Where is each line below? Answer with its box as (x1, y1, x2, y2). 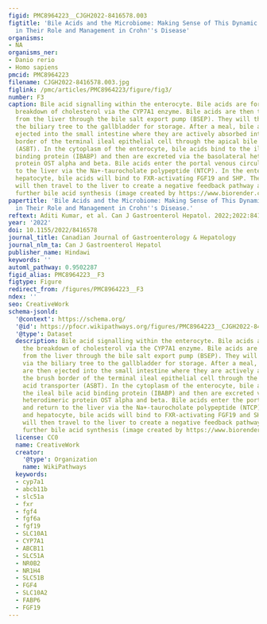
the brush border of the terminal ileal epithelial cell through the (22, 374, 258, 382)
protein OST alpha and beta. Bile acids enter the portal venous (15, 160, 237, 168)
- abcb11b (15, 485, 48, 493)
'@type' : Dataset (15, 330, 73, 338)
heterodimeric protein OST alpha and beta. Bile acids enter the (22, 396, 244, 404)
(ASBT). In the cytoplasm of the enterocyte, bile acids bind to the (15, 145, 250, 153)
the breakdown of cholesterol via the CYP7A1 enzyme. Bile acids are (22, 345, 258, 353)
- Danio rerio (8, 57, 56, 64)
